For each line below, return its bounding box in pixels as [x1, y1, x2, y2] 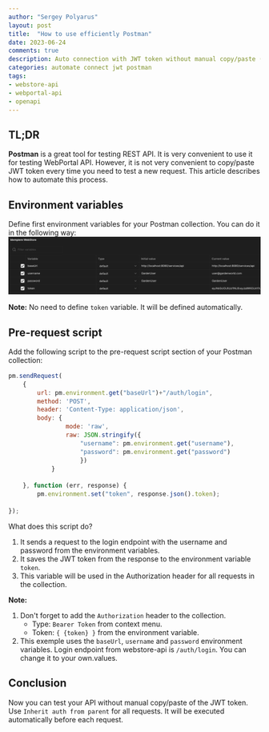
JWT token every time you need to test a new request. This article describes [8, 167, 260, 176]
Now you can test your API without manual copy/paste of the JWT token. [8, 698, 248, 707]
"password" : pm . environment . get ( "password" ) [79, 448, 231, 456]
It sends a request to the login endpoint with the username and [19, 537, 227, 546]
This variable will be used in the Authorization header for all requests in [19, 571, 255, 581]
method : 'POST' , [37, 397, 91, 405]
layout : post [8, 21, 52, 30]
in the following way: [8, 228, 77, 237]
